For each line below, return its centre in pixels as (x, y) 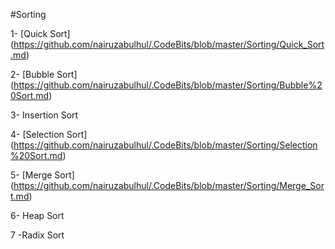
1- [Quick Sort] (40, 33)
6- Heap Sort (37, 215)
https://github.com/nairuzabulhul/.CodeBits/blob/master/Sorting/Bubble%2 (168, 85)
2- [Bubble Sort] (44, 74)
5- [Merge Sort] (42, 175)
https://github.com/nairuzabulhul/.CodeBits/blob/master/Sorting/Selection (165, 145)
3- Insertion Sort (44, 115)
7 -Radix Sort (37, 235)
